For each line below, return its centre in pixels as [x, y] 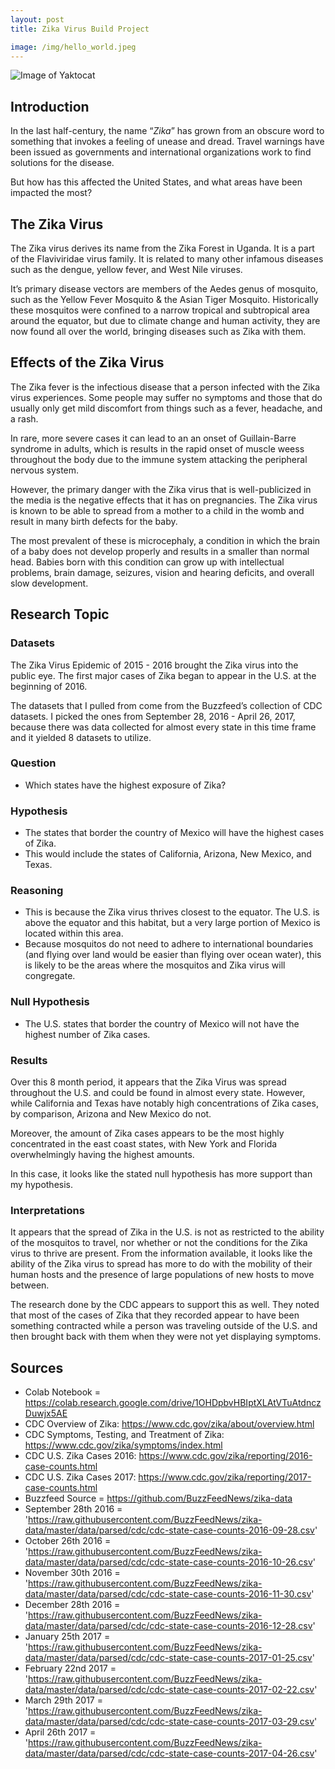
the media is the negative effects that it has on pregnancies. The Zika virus [164, 500]
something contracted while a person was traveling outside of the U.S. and [164, 1326]
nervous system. [45, 470]
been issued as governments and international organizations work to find [161, 152]
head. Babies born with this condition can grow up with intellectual [147, 562]
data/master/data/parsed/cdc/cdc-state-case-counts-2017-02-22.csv [169, 1690]
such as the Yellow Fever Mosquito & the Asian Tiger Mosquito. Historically [164, 299]
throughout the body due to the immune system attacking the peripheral [159, 459]
